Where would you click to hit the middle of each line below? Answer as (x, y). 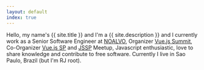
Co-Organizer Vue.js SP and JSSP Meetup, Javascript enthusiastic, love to (100, 47)
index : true (21, 17)
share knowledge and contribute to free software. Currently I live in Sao (96, 54)
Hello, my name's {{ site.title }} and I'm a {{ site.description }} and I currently (102, 34)
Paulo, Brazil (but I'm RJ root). (44, 60)
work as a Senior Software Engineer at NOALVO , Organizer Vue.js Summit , (100, 41)
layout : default (27, 12)
